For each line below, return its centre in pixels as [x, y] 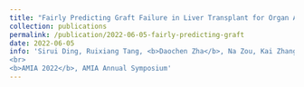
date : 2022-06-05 [42, 43]
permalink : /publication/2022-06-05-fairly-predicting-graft [127, 34]
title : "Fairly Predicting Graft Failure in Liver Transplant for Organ [149, 18]
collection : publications [58, 26]
